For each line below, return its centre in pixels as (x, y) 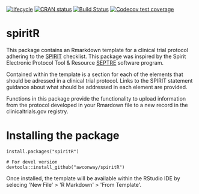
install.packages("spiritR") (43, 151)
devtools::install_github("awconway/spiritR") (66, 167)
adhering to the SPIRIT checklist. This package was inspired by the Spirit (96, 56)
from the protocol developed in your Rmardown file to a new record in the (97, 105)
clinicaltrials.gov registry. (37, 111)
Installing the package (63, 136)
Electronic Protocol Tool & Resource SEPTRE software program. (85, 62)
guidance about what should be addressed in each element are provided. (97, 87)
